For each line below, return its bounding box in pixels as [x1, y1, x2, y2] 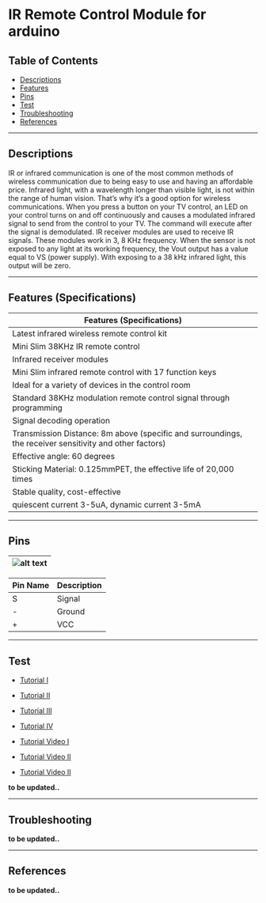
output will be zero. [8, 260, 71, 270]
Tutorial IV [19, 722, 54, 731]
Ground [56, 606, 85, 617]
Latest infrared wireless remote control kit [12, 328, 168, 339]
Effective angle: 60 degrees [12, 450, 116, 461]
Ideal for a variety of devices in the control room [12, 379, 192, 390]
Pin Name [12, 580, 50, 591]
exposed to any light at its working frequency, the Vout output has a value [8, 244, 249, 253]
